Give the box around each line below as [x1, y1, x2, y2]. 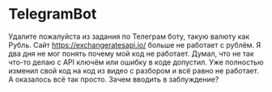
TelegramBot [8, 5, 97, 23]
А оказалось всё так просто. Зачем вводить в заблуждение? [8, 74, 219, 84]
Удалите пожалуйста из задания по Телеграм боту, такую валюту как [8, 31, 250, 41]
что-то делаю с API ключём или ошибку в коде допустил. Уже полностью [8, 57, 264, 67]
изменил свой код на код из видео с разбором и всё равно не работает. [8, 65, 259, 75]
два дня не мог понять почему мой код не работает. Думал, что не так [8, 48, 254, 58]
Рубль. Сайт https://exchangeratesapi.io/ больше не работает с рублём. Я [8, 40, 261, 49]
